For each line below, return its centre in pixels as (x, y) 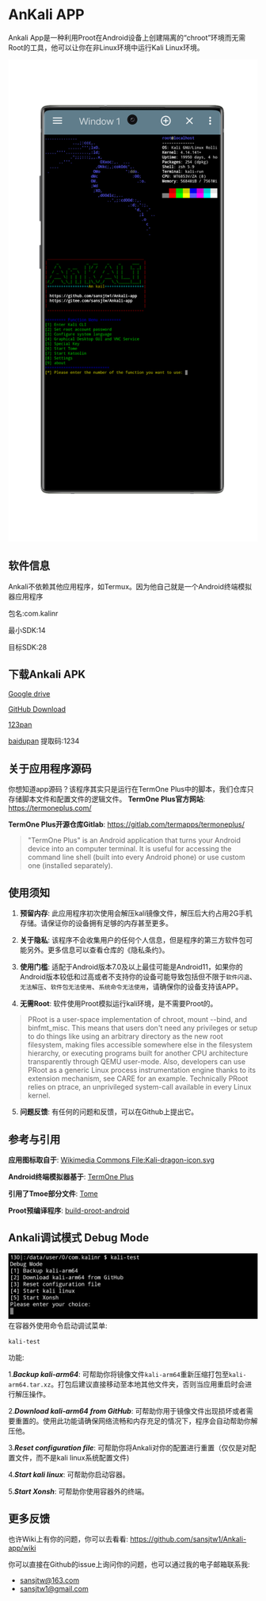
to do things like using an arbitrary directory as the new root (125, 1036)
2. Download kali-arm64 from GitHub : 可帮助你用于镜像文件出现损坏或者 (127, 1410)
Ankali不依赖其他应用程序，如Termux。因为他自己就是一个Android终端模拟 (130, 586)
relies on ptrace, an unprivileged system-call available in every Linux (139, 1087)
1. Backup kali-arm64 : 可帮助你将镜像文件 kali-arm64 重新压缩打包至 (119, 1374)
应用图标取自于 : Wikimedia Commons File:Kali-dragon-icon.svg (112, 1159)
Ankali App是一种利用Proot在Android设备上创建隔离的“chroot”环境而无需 (127, 37)
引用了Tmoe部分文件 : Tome (53, 1194)
